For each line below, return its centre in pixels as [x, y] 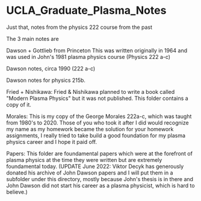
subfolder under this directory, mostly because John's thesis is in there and [100, 179]
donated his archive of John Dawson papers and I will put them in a [90, 173]
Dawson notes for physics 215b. [46, 80]
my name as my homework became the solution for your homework [90, 129]
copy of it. [19, 104]
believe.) [17, 192]
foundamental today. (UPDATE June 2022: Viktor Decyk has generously [95, 166]
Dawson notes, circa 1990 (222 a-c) [51, 68]
